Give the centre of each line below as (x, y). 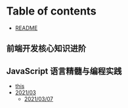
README (26, 28)
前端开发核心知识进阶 (46, 49)
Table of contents (52, 11)
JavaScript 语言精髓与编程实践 (64, 71)
